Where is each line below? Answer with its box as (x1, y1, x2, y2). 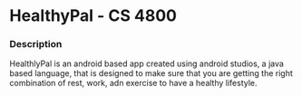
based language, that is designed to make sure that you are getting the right (9, 68, 293, 79)
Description (9, 38, 63, 51)
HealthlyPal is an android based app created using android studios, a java (9, 58, 284, 69)
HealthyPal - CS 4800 (9, 5, 177, 26)
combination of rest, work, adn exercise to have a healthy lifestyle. (9, 78, 258, 89)
